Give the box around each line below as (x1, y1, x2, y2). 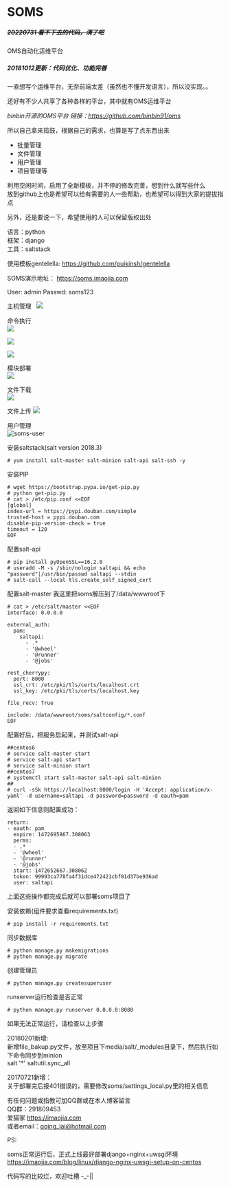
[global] (7, 502, 32, 509)
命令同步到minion (12, 1052, 62, 1060)
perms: (13, 837, 32, 845)
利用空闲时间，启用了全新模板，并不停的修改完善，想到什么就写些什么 (7, 182, 206, 190)
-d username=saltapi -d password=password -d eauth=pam (25, 792, 189, 800)
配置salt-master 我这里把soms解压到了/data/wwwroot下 (7, 589, 166, 598)
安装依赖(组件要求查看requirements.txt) (7, 907, 119, 915)
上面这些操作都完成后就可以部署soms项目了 (7, 892, 131, 901)
